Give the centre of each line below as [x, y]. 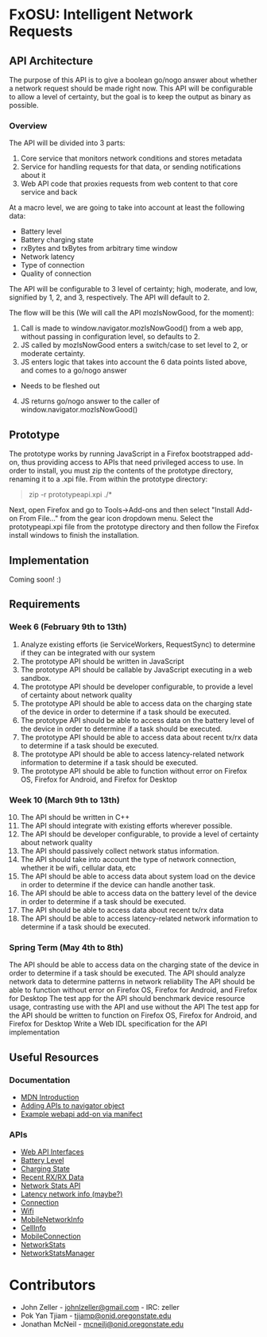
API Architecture [51, 61]
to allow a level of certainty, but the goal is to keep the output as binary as [130, 97]
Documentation [40, 1080]
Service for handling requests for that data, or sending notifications [131, 167]
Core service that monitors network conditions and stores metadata [131, 158]
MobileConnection [51, 1236]
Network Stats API [50, 1186]
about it [33, 176]
